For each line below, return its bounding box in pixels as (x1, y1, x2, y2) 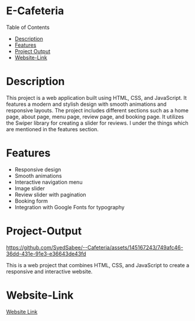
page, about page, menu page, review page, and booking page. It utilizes (6, 113, 184, 120)
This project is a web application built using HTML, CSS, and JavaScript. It (6, 94, 187, 101)
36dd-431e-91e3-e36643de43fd (6, 250, 87, 257)
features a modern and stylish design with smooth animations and (6, 100, 167, 108)
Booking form (14, 197, 48, 205)
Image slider (14, 184, 45, 192)
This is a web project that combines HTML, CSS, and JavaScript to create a (6, 261, 190, 268)
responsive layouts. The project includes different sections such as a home (6, 106, 189, 114)
